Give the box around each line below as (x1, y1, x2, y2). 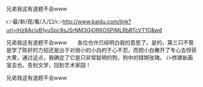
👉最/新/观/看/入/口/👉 (6, 18, 63, 25)
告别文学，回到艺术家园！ (27, 62, 91, 68)
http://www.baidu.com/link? (62, 18, 132, 25)
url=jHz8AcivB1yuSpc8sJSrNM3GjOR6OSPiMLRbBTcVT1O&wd (6, 26, 162, 34)
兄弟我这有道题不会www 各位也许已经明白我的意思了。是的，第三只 (6, 39, 184, 46)
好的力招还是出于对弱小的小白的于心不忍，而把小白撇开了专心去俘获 (27, 47, 197, 53)
